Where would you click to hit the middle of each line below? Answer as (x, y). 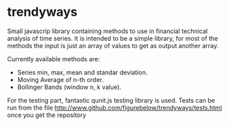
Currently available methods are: (54, 59)
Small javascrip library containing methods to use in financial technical (108, 31)
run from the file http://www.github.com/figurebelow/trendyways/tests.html (115, 107)
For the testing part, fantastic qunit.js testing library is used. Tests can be (111, 100)
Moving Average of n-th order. (60, 79)
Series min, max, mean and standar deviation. (82, 72)
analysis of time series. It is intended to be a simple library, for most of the (113, 38)
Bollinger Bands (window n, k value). (69, 87)
